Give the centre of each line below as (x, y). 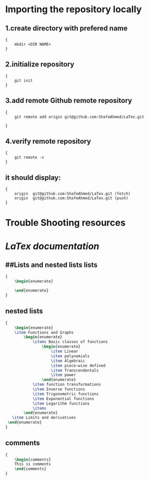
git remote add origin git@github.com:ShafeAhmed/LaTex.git (79, 117)
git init (24, 81)
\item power (63, 375)
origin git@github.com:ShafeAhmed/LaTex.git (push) (71, 198)
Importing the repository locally (73, 9)
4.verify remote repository (48, 141)
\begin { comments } (33, 460)
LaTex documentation (52, 246)
